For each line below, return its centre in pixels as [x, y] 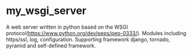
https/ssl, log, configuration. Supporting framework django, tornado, [88, 39]
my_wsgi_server [46, 11]
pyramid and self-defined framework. [51, 46]
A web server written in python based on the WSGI [67, 27]
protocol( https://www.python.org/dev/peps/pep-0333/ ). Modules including [96, 33]
